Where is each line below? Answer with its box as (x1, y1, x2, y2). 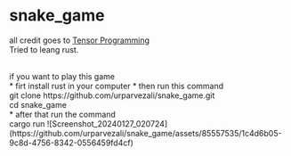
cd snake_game (9, 99, 67, 110)
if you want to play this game (9, 70, 116, 81)
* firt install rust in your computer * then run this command (9, 80, 224, 91)
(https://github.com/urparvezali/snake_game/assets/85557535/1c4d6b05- (9, 127, 282, 138)
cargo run (9, 118, 45, 129)
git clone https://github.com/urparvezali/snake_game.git (9, 90, 215, 101)
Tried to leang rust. (9, 44, 79, 54)
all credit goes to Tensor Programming (9, 35, 150, 45)
